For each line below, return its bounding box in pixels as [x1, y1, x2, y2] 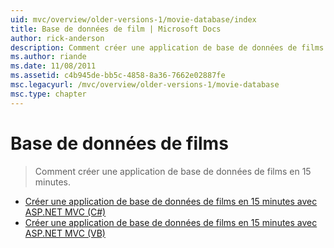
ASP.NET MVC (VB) [24, 227, 106, 239]
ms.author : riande [10, 52, 87, 62]
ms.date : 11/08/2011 [10, 61, 97, 71]
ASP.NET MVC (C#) [24, 206, 107, 218]
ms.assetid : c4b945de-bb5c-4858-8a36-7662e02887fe [10, 71, 226, 81]
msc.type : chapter [10, 89, 87, 99]
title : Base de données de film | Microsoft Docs [10, 24, 222, 34]
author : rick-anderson [10, 33, 105, 43]
